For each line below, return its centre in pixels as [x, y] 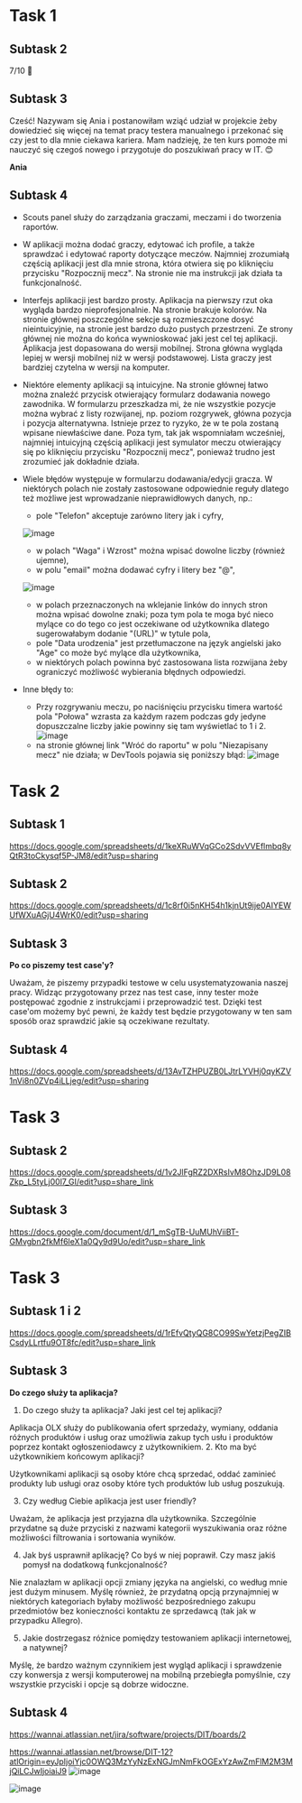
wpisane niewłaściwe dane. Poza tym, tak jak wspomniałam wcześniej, [154, 432]
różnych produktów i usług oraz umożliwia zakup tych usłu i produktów [141, 1437]
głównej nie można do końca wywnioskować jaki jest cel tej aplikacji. [150, 338]
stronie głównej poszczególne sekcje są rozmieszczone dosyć [138, 319]
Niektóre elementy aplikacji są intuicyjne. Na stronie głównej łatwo [145, 384]
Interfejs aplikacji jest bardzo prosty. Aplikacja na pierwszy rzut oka [147, 300]
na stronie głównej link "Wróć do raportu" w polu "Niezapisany [152, 744]
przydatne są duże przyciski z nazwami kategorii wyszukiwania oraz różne [148, 1528]
